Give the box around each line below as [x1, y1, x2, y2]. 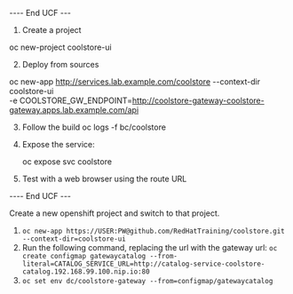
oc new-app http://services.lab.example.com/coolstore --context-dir [9, 76, 260, 87]
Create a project [21, 25, 82, 35]
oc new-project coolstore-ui [9, 42, 113, 52]
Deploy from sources [21, 60, 99, 69]
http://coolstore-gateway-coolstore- [131, 95, 265, 106]
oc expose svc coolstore [21, 156, 113, 167]
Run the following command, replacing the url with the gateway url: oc [21, 242, 278, 252]
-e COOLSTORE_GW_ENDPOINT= [9, 95, 133, 106]
